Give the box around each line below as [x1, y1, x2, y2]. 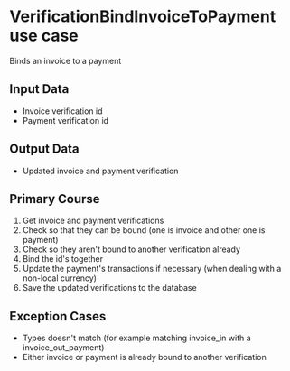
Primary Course [9, 191, 101, 207]
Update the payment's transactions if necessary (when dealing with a [22, 264, 282, 274]
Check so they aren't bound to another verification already [22, 244, 241, 255]
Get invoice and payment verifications [22, 215, 164, 227]
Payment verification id [22, 115, 109, 125]
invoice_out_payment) [22, 342, 105, 353]
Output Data [9, 142, 80, 157]
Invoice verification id [22, 106, 103, 116]
